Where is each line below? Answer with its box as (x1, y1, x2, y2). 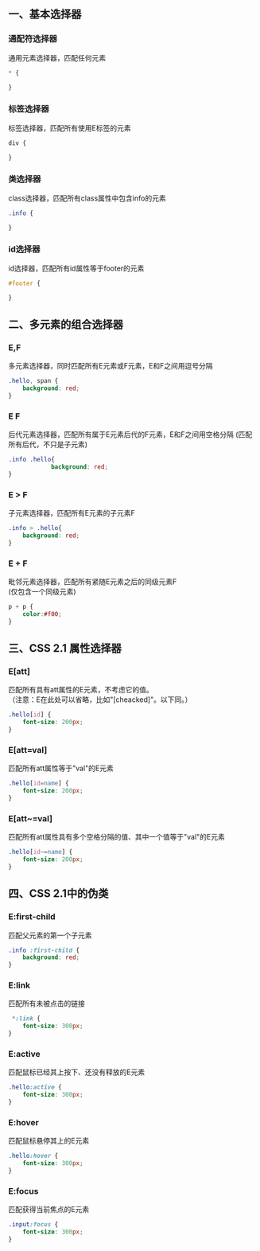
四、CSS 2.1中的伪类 (8, 887, 109, 901)
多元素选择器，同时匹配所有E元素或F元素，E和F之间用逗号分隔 (8, 361, 213, 371)
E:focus (8, 1185, 39, 1196)
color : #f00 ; (22, 610, 62, 618)
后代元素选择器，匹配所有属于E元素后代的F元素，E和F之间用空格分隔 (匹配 (8, 430, 253, 439)
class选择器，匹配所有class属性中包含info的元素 (8, 193, 166, 203)
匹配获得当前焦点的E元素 (8, 1205, 90, 1214)
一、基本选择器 (8, 7, 82, 21)
